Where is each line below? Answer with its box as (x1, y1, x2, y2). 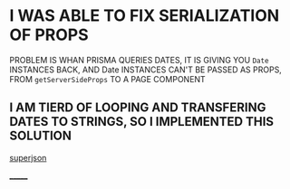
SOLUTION (9, 128, 72, 144)
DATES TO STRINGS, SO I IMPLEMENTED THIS (9, 114, 275, 129)
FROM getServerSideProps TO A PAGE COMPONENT (9, 73, 206, 84)
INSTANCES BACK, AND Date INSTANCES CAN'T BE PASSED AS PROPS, (9, 64, 283, 75)
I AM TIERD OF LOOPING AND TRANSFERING (9, 100, 266, 116)
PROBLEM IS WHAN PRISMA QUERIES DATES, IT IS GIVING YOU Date (9, 54, 269, 65)
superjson (9, 152, 47, 163)
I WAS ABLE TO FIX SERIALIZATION (9, 5, 280, 26)
